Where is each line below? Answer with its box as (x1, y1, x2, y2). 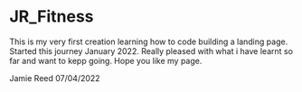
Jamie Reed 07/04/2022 (9, 72, 101, 83)
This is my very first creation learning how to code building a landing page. (9, 36, 288, 47)
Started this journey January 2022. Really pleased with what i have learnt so (9, 45, 294, 56)
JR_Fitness (9, 6, 94, 27)
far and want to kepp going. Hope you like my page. (9, 55, 203, 66)
